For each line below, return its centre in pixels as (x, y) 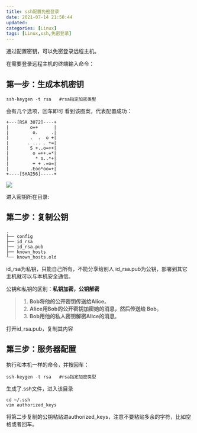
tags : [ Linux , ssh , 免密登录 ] (39, 34)
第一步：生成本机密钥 (45, 84)
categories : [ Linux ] (32, 28)
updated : (17, 22)
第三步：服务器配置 (41, 349)
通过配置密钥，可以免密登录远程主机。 (53, 51)
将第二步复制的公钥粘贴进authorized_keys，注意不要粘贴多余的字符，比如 (96, 416)
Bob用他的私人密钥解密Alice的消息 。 (75, 316)
